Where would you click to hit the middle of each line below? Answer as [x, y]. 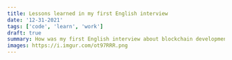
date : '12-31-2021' [35, 20]
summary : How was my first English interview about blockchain [100, 39]
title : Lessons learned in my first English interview [88, 13]
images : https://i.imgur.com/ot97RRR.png [68, 46]
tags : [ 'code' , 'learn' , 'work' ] [55, 26]
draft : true [24, 33]
